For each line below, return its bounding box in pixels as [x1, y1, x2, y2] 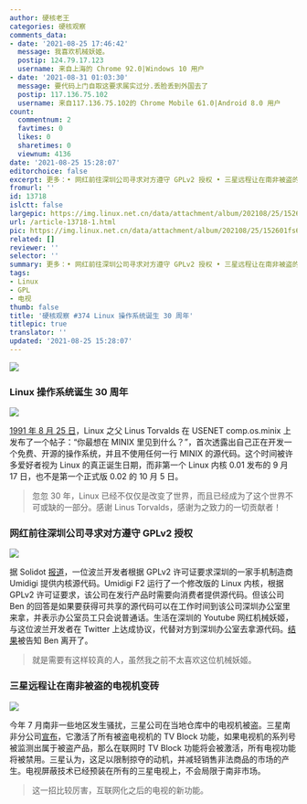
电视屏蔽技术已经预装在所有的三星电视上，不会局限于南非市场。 [25, 765, 266, 776]
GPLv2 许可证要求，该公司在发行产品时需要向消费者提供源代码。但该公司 [9, 589, 285, 600]
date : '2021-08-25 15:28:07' [9, 157, 121, 167]
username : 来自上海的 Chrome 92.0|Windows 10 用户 [17, 65, 205, 74]
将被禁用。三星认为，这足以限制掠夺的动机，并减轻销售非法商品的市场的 [9, 754, 281, 765]
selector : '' [9, 252, 59, 261]
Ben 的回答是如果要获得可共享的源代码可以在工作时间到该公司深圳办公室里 [9, 601, 291, 612]
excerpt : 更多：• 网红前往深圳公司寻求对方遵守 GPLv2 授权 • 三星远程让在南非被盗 [9, 175, 293, 184]
